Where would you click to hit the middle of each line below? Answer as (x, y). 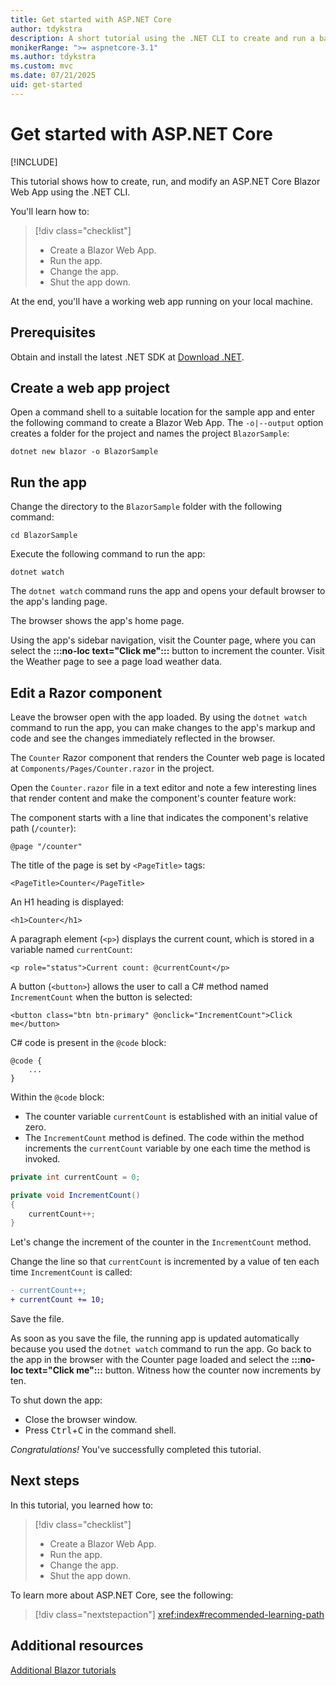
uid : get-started (46, 85)
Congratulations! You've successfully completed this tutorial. (136, 1450)
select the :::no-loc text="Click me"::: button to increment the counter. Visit (167, 651)
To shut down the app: (56, 1400)
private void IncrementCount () (75, 1195)
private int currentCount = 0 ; (75, 1177)
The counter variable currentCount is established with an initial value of (171, 1116)
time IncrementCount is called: (71, 1272)
